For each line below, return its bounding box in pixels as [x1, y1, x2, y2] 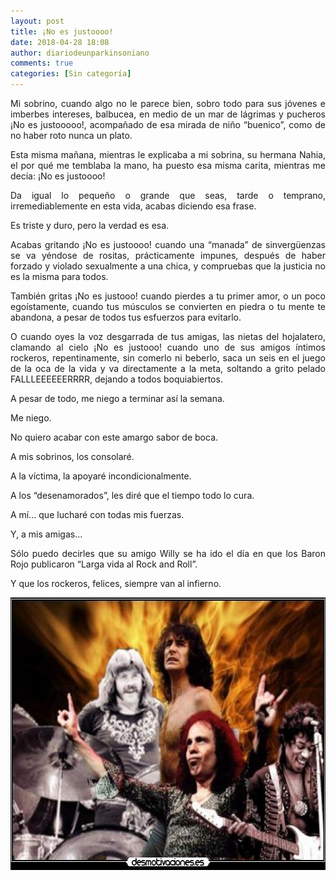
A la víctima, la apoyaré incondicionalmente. [10, 470, 192, 482]
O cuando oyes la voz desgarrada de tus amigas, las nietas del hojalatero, [10, 331, 326, 342]
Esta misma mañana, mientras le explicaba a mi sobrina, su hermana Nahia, [10, 149, 326, 160]
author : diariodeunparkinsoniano [10, 48, 150, 58]
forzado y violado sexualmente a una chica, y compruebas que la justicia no [10, 260, 326, 272]
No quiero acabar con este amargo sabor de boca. [10, 431, 219, 443]
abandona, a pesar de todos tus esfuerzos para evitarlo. [10, 311, 242, 323]
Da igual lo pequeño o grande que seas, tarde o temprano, [10, 190, 326, 201]
